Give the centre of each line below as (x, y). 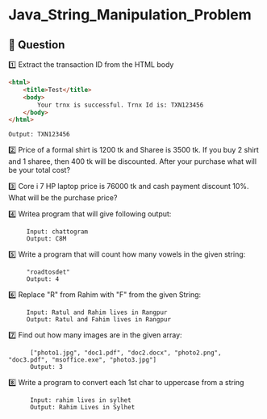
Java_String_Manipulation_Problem (130, 15)
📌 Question (37, 45)
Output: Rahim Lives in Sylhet (82, 408)
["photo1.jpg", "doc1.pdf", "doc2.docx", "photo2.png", (125, 353)
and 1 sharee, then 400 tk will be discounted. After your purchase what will (132, 161)
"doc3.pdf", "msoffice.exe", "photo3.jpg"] (83, 360)
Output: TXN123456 (39, 135)
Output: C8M (46, 239)
